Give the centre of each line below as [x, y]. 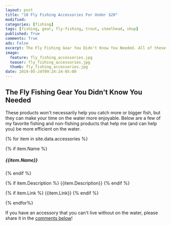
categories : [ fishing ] [29, 24]
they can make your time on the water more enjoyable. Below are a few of [83, 118]
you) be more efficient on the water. [43, 129]
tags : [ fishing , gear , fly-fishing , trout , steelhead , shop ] [72, 29]
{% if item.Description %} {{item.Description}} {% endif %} [68, 183]
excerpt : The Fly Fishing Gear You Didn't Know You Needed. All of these [86, 48]
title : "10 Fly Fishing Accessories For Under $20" [61, 15]
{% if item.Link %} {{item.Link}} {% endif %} [52, 193]
